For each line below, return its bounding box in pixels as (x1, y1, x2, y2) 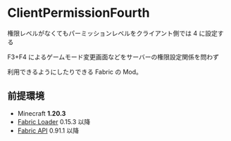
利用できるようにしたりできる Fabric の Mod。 (7, 67, 143, 76)
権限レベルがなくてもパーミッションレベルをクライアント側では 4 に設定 (7, 29, 218, 37)
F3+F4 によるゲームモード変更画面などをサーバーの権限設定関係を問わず (7, 53, 220, 61)
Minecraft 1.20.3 (17, 109, 66, 117)
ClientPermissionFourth (7, 5, 150, 21)
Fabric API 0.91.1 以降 (17, 126, 80, 135)
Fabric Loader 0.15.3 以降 (17, 117, 91, 126)
